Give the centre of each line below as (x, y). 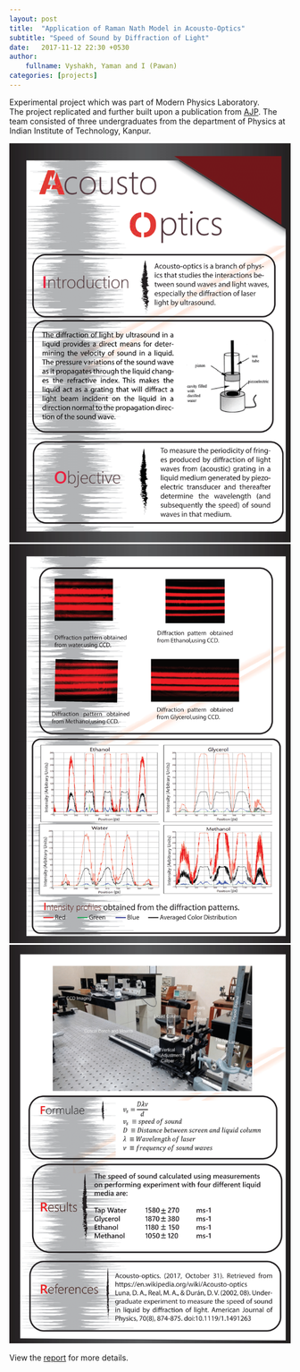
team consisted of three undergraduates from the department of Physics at (147, 121)
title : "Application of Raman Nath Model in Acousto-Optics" (127, 28)
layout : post (33, 19)
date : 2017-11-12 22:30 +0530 (69, 47)
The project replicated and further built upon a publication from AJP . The (143, 111)
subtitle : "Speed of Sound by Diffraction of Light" (109, 38)
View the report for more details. (69, 1358)
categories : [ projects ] (54, 76)
